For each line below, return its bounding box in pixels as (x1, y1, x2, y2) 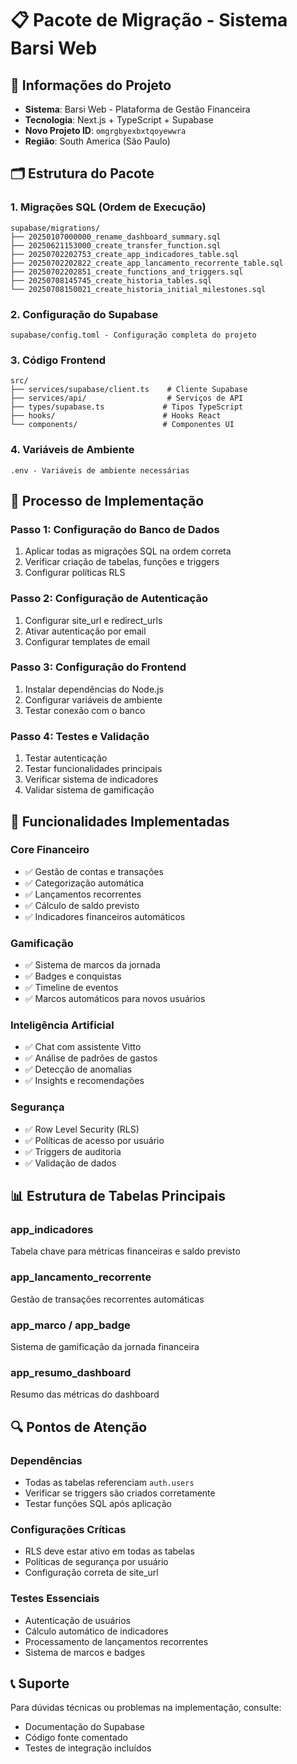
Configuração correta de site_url (24, 1567, 159, 1579)
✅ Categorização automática (24, 877, 145, 889)
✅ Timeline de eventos (24, 982, 119, 994)
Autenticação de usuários (24, 1614, 131, 1626)
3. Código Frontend (10, 353, 107, 367)
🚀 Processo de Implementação (10, 492, 205, 509)
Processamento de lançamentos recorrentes (24, 1635, 209, 1647)
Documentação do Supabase (24, 1721, 145, 1733)
